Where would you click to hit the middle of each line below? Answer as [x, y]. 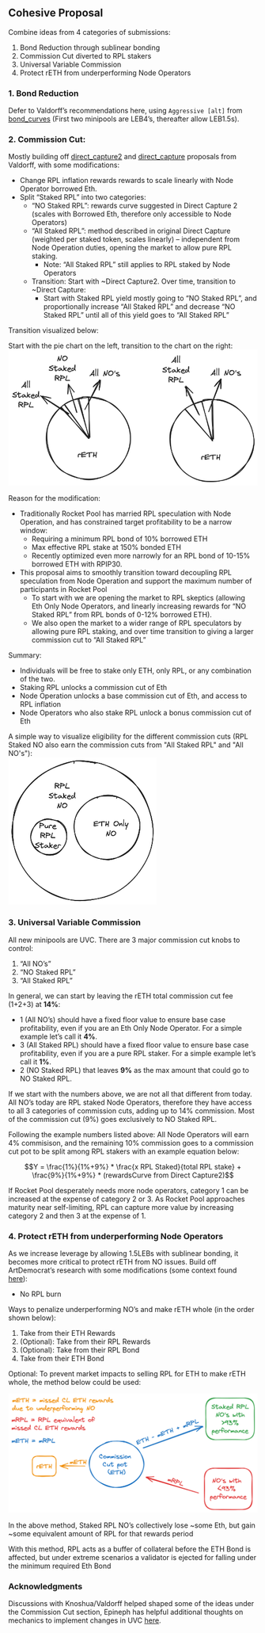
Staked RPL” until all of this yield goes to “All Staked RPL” [136, 315]
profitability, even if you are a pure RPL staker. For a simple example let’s [138, 1053]
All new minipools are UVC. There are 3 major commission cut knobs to [124, 940]
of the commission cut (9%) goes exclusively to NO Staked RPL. [113, 1119]
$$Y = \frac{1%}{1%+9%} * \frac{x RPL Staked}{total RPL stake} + [133, 1166]
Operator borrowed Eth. [58, 189]
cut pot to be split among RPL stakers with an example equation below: [124, 1151]
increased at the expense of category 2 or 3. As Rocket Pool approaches [127, 1199]
